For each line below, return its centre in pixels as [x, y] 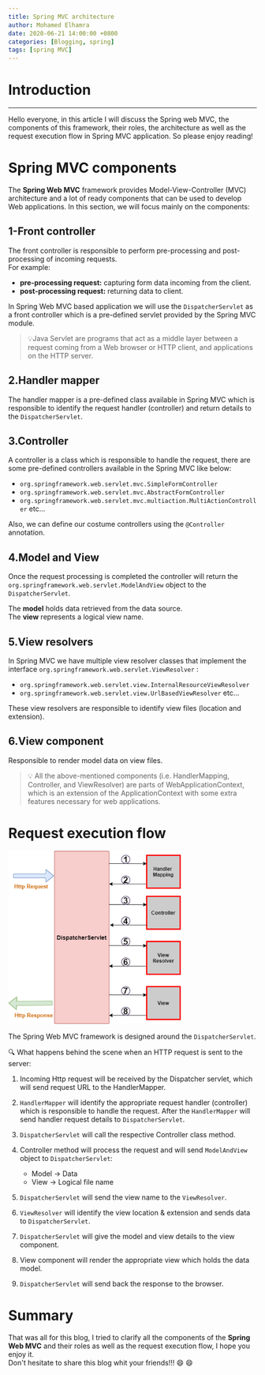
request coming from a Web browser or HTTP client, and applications [140, 347]
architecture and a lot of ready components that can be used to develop [125, 198]
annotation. [26, 532]
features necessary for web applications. [94, 801]
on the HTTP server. [60, 355]
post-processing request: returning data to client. [101, 291]
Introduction [50, 90]
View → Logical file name [73, 1182]
